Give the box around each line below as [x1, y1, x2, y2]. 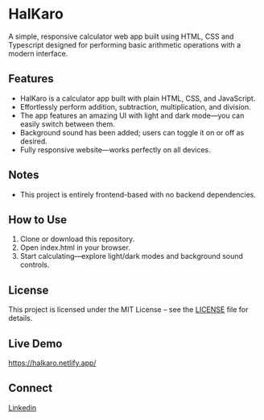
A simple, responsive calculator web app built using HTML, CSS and [8, 31, 234, 41]
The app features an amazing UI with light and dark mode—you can [19, 110, 245, 120]
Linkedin [8, 402, 37, 412]
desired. [19, 136, 48, 146]
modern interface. [8, 48, 68, 58]
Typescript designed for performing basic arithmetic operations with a [8, 40, 241, 49]
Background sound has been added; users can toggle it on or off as [19, 127, 245, 137]
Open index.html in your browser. [19, 243, 130, 252]
